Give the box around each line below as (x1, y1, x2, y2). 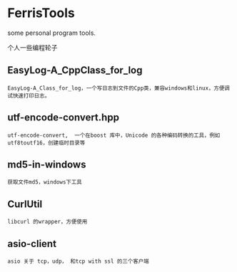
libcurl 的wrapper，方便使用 (7, 219, 88, 226)
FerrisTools (7, 5, 75, 21)
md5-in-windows (7, 158, 86, 170)
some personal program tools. (7, 28, 96, 37)
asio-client (7, 237, 57, 250)
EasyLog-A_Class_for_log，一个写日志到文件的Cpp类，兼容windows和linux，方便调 (7, 84, 230, 92)
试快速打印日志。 (7, 92, 51, 99)
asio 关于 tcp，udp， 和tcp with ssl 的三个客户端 (7, 258, 149, 265)
